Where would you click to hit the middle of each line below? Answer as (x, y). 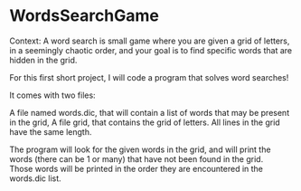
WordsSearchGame (85, 16)
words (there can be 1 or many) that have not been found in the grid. (136, 158)
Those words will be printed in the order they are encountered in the (136, 168)
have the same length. (51, 131)
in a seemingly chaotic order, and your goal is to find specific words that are (150, 50)
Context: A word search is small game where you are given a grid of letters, (150, 41)
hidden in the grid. (43, 60)
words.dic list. (35, 178)
